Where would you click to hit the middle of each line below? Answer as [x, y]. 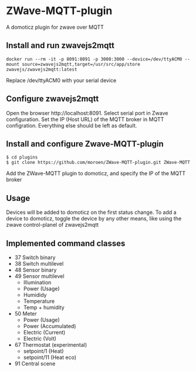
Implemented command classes [66, 243]
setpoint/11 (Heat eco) [50, 357]
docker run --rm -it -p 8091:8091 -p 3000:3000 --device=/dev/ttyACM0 [94, 59]
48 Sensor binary [36, 270]
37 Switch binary [35, 257]
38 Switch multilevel [39, 264]
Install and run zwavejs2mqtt [60, 46]
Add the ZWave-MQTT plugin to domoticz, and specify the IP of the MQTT [96, 173]
